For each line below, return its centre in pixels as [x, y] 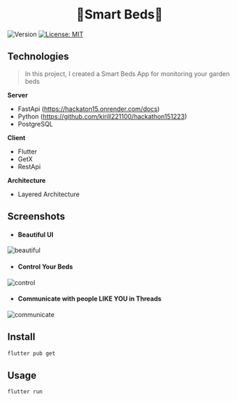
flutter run [25, 392]
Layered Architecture [48, 194]
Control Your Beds [45, 267]
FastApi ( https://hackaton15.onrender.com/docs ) [89, 109]
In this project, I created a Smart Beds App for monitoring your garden [127, 73]
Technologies [38, 57]
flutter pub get [31, 353]
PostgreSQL [35, 124]
